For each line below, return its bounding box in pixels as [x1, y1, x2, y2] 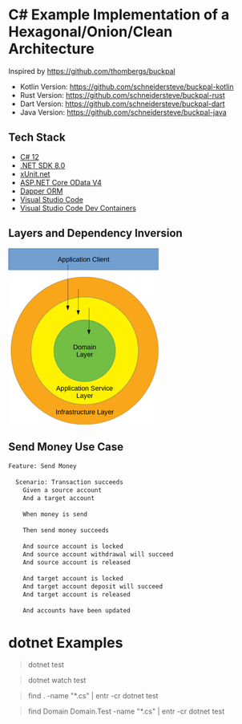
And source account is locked [22, 543, 124, 551]
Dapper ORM [19, 186, 63, 196]
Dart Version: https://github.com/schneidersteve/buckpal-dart [19, 99, 225, 108]
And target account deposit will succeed [22, 583, 163, 591]
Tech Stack [8, 131, 66, 144]
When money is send [22, 510, 88, 519]
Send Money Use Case [8, 440, 124, 454]
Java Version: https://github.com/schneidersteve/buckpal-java [19, 107, 227, 117]
